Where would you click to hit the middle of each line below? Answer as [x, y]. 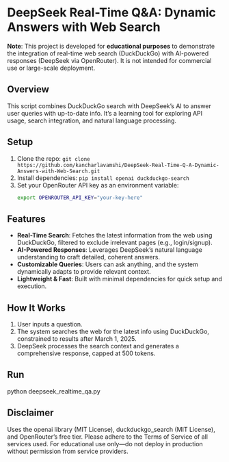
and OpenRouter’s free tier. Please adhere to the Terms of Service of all [108, 437]
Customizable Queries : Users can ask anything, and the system [107, 264]
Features [26, 219]
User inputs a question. [50, 324]
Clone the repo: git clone [53, 158]
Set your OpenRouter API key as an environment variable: [98, 185]
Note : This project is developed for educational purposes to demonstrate [111, 46]
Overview [28, 89]
